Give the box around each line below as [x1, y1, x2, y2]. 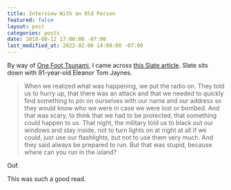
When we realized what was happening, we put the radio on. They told [23, 82, 225, 90]
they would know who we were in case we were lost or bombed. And [23, 104, 220, 112]
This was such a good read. [7, 175, 86, 183]
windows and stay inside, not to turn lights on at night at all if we [23, 126, 207, 134]
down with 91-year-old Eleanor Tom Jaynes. [7, 68, 132, 77]
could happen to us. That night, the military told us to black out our [23, 119, 214, 126]
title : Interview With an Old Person [7, 10, 116, 17]
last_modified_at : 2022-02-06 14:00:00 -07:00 [7, 42, 143, 49]
